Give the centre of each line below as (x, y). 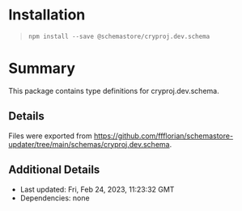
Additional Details (54, 170)
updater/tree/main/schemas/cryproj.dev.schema (89, 144)
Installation (47, 15)
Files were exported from (50, 136)
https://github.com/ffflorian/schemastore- (163, 136)
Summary (42, 68)
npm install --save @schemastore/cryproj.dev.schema (119, 36)
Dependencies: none (55, 198)
